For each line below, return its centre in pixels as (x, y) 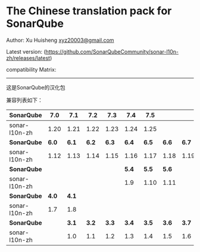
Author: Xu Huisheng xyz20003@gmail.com (60, 40)
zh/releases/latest (28, 58)
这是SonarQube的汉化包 (36, 87)
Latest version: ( (26, 51)
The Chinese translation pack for (89, 11)
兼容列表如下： (24, 100)
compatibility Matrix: (31, 69)
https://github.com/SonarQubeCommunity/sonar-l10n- (112, 51)
